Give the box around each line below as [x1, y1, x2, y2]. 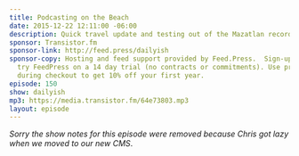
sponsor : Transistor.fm [9, 37, 98, 47]
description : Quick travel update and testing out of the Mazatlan [9, 29, 265, 38]
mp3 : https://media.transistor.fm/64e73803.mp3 [9, 95, 190, 105]
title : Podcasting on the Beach [9, 12, 129, 22]
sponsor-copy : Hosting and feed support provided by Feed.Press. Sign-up [9, 54, 293, 63]
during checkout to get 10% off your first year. [17, 71, 205, 80]
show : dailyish [9, 87, 66, 96]
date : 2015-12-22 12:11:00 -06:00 [9, 21, 138, 30]
